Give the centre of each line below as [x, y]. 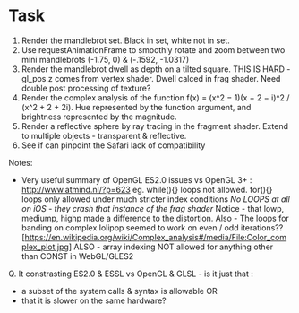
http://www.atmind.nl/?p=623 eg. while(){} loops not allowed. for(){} [147, 189]
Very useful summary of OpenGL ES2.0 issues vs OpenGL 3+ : [137, 179]
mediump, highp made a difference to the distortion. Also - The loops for [155, 218]
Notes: [21, 162]
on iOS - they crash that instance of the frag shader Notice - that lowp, [153, 208]
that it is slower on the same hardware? [94, 300]
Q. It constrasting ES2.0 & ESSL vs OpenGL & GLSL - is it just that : [131, 274]
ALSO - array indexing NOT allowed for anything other [174, 247]
